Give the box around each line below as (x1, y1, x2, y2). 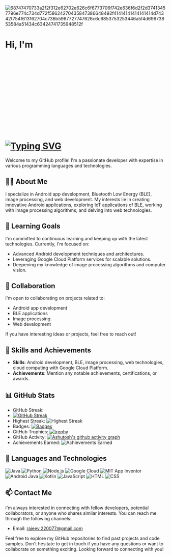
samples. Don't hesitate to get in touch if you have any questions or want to (5, 540, 164, 547)
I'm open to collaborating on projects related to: (5, 295, 105, 301)
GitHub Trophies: (12, 429, 48, 435)
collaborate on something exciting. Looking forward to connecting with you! (5, 546, 164, 552)
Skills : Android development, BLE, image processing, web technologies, (12, 359, 164, 366)
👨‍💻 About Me (5, 177, 48, 186)
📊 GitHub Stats (5, 391, 55, 400)
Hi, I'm (5, 39, 33, 50)
